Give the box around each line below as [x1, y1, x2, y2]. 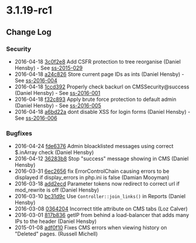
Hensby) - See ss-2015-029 [14, 64, 83, 71]
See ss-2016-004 [14, 77, 58, 84]
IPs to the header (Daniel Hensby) [14, 218, 97, 225]
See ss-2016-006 [14, 114, 58, 121]
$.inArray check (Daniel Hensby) [14, 149, 94, 156]
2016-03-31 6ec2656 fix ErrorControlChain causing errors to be [14, 168, 170, 175]
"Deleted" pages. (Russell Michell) [14, 231, 98, 238]
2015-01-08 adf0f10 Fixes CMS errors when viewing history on [14, 224, 167, 231]
